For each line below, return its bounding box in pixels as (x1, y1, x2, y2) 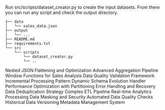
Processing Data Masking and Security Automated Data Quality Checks (5, 94, 153, 99)
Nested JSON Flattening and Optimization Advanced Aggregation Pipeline (5, 67, 158, 73)
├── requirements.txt (5, 41, 51, 46)
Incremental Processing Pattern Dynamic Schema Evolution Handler (5, 78, 146, 84)
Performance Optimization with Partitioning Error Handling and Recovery (5, 83, 156, 89)
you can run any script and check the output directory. (5, 9, 118, 15)
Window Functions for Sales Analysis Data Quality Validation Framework (5, 72, 155, 78)
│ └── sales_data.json (5, 23, 57, 28)
